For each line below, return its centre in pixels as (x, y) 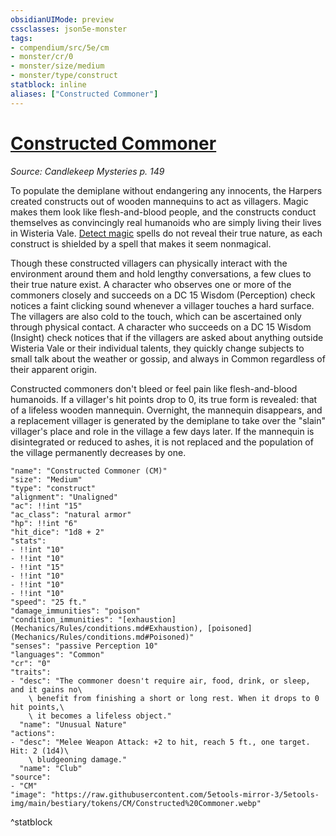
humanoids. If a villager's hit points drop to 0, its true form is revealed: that (164, 399)
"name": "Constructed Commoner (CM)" (89, 471)
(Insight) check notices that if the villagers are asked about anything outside (167, 337)
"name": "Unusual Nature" (73, 724)
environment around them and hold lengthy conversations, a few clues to (161, 273)
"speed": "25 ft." (48, 602)
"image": (28, 794)
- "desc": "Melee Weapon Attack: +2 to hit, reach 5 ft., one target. (160, 742)
